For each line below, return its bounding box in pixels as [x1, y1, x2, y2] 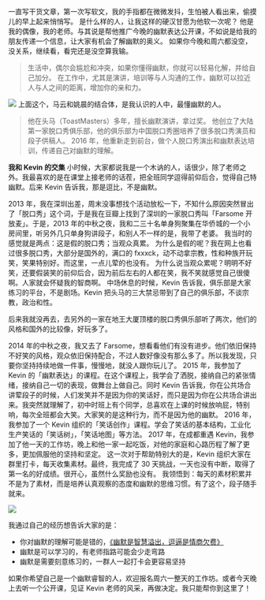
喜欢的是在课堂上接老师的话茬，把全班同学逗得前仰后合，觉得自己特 [35, 173, 257, 181]
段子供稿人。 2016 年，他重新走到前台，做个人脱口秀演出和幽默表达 [27, 136, 248, 145]
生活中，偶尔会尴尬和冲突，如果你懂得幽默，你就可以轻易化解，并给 [27, 63, 249, 73]
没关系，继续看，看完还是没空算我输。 [8, 47, 132, 55]
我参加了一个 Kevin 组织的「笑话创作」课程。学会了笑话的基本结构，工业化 [8, 420, 252, 429]
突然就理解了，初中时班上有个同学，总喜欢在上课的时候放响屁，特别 [28, 401, 250, 409]
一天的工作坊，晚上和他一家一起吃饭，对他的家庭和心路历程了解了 [28, 440, 243, 449]
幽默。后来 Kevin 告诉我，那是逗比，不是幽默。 [8, 182, 162, 192]
